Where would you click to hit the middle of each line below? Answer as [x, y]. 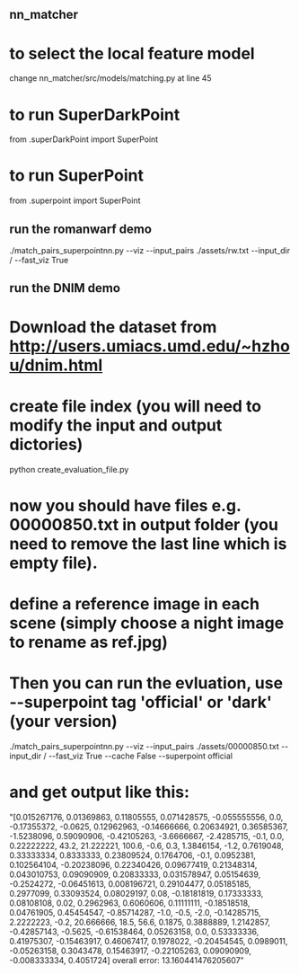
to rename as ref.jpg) [89, 642]
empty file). [54, 563]
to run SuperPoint [76, 176]
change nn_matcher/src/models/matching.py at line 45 [111, 78]
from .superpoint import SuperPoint [75, 200]
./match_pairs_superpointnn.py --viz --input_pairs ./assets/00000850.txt [145, 746]
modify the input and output [116, 425]
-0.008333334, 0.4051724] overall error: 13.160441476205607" [127, 960]
